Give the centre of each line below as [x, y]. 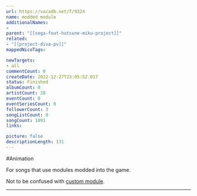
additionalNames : [27, 22]
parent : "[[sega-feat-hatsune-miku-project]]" [64, 33]
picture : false [25, 136]
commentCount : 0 [26, 71]
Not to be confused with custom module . [55, 181]
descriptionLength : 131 [35, 142]
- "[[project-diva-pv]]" [36, 45]
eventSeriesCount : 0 [31, 104]
